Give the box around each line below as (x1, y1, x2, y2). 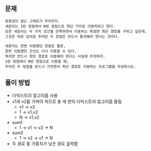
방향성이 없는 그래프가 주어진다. (5, 18, 60, 23)
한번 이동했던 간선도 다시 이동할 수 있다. (5, 49, 77, 53)
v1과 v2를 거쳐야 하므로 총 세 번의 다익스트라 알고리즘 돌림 (12, 99, 122, 104)
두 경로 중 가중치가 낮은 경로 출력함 (12, 140, 78, 147)
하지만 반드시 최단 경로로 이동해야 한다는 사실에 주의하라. (5, 54, 106, 59)
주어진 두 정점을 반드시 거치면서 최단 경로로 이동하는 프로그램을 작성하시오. (5, 64, 136, 69)
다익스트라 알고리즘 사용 (12, 92, 58, 98)
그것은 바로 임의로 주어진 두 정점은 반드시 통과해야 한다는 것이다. (5, 34, 120, 39)
